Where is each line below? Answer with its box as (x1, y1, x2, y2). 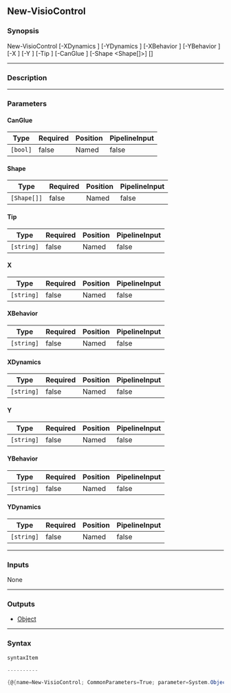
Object (16, 615, 36, 623)
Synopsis (7, 26, 39, 36)
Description (7, 72, 47, 82)
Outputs (7, 599, 36, 609)
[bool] (10, 146, 32, 154)
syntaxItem (7, 654, 38, 661)
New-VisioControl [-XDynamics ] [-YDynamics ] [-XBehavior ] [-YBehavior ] (7, 41, 221, 50)
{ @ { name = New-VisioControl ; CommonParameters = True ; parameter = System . (7, 679, 211, 686)
